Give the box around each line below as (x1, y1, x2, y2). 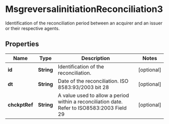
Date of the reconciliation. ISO (57, 77, 129, 84)
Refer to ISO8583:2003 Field (57, 104, 127, 111)
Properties (5, 40, 39, 48)
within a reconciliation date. (57, 98, 123, 105)
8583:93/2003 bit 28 (57, 83, 109, 90)
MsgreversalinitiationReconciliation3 (5, 3, 163, 15)
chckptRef (8, 101, 34, 108)
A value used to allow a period (57, 91, 129, 98)
